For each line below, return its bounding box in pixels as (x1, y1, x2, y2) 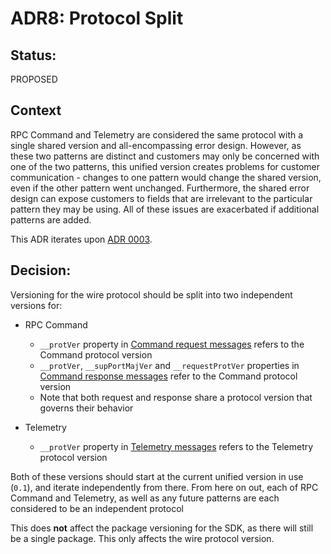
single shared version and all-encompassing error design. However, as (10, 139, 302, 151)
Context (10, 102, 62, 119)
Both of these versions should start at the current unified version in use (10, 470, 304, 482)
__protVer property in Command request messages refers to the (39, 338, 305, 350)
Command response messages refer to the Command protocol (39, 370, 298, 382)
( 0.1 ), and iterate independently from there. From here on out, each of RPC (10, 481, 319, 493)
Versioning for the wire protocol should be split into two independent (10, 288, 293, 301)
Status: (10, 47, 57, 64)
